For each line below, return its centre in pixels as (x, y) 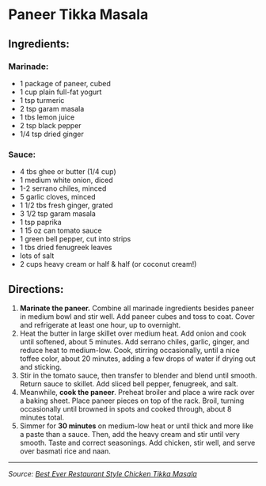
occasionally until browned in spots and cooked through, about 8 (125, 408)
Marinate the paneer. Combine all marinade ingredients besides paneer (137, 308)
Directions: (36, 289)
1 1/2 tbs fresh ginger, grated (66, 205)
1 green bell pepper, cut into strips (75, 239)
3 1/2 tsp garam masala (58, 214)
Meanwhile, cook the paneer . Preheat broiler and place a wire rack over (137, 392)
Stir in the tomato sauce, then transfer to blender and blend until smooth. (138, 375)
